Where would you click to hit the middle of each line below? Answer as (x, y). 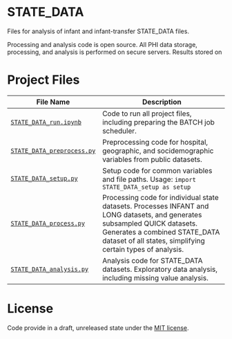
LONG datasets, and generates (152, 214)
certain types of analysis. (143, 249)
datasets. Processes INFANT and (156, 206)
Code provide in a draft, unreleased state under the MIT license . (98, 328)
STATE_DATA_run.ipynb (46, 122)
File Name (53, 102)
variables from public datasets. (152, 159)
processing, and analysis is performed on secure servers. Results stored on (115, 52)
